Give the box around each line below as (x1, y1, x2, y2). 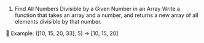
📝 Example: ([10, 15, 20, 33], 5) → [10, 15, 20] (6, 30, 119, 37)
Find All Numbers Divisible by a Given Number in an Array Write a (14, 5, 181, 12)
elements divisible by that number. (14, 18, 102, 25)
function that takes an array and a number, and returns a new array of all (14, 12, 198, 19)
